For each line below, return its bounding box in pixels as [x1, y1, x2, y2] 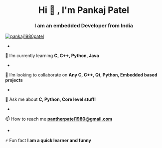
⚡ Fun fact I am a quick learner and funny [5, 138, 91, 144]
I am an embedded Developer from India [34, 22, 133, 29]
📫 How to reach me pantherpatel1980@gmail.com [5, 116, 113, 122]
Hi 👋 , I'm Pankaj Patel [38, 4, 130, 16]
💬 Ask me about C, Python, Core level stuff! [5, 96, 96, 102]
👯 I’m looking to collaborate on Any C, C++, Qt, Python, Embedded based [5, 72, 158, 78]
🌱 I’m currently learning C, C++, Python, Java [5, 53, 99, 59]
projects [5, 77, 23, 83]
